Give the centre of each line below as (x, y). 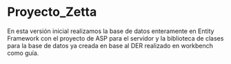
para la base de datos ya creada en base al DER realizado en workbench (110, 45)
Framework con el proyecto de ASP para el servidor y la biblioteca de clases (115, 38)
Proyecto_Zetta (52, 12)
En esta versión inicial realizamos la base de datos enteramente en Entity (111, 31)
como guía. (23, 53)
